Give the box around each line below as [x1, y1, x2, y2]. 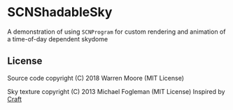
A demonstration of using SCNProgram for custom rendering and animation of [7, 27, 226, 36]
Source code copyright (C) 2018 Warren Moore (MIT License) [7, 74, 184, 82]
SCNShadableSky [7, 4, 113, 20]
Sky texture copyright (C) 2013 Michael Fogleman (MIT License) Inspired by [7, 87, 225, 95]
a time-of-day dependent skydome [7, 34, 108, 43]
